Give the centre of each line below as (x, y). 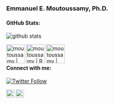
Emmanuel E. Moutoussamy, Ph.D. (57, 8)
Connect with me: (29, 68)
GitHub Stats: (23, 23)
